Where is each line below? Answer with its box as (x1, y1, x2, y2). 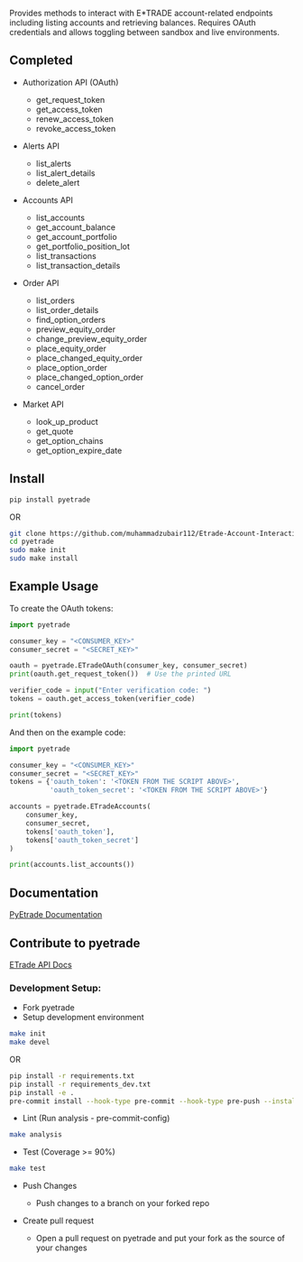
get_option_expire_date (35, 445, 123, 456)
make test (9, 1164, 47, 1174)
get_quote (35, 426, 74, 437)
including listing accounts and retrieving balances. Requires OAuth (9, 17, 257, 28)
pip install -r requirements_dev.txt (9, 1080, 151, 1089)
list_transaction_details (35, 260, 121, 271)
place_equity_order (35, 343, 106, 354)
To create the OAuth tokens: (9, 603, 114, 613)
